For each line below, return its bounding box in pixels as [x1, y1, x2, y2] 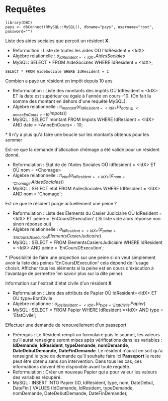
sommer [5, 137, 23, 143]
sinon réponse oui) [12, 221, 52, 227]
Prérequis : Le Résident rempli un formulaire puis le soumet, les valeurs [12, 332, 160, 338]
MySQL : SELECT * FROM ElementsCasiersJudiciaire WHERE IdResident [12, 239, 163, 245]
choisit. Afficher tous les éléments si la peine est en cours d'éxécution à [5, 265, 154, 271]
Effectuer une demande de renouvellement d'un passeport [5, 322, 127, 328]
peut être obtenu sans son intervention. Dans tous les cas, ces [12, 358, 142, 364]
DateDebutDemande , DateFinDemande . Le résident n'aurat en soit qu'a [12, 348, 163, 354]
